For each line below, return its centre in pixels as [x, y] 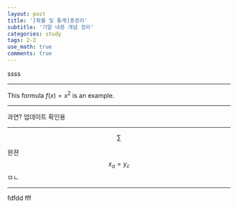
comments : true [30, 54]
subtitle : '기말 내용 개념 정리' [51, 27]
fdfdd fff [19, 198]
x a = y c [119, 164]
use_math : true [30, 47]
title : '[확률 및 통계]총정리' [47, 21]
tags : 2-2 [22, 40]
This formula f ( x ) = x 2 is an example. [61, 94]
